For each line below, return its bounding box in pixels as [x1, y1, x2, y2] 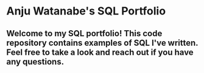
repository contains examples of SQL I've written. [6, 37, 199, 48]
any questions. [6, 56, 65, 67]
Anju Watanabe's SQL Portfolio [6, 4, 166, 18]
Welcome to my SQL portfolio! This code [6, 28, 163, 39]
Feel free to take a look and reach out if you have [6, 47, 194, 57]
